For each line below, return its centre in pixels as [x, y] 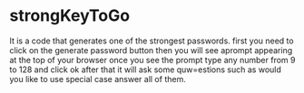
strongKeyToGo [69, 16]
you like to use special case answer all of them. [98, 79]
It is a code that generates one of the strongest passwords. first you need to [152, 41]
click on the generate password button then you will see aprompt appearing [151, 50]
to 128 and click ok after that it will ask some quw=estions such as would [145, 70]
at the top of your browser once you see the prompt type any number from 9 [152, 60]
